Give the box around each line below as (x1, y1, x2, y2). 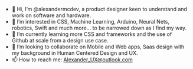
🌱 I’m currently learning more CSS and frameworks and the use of (11, 31, 172, 38)
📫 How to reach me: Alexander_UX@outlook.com (11, 56, 133, 63)
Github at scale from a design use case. (11, 37, 109, 44)
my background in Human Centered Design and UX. (11, 50, 138, 56)
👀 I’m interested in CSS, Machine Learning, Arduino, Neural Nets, (11, 18, 170, 25)
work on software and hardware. (11, 12, 91, 19)
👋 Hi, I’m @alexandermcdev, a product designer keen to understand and (11, 6, 188, 12)
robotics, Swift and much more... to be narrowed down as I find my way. (11, 24, 187, 31)
